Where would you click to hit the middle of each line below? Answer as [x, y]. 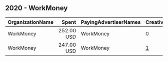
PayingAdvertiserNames [111, 22]
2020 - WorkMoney [36, 8]
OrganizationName [31, 22]
